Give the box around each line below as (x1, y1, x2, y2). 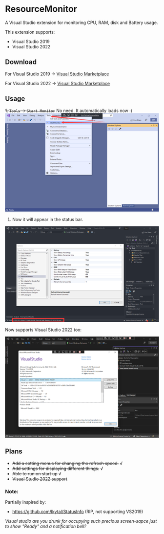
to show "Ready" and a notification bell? (5, 523, 86, 529)
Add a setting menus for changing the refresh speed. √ (12, 460, 123, 466)
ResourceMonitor (5, 3, 77, 15)
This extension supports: (5, 29, 55, 35)
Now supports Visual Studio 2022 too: (5, 327, 82, 333)
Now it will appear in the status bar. (12, 217, 83, 222)
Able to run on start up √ (12, 470, 62, 476)
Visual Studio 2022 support (12, 476, 67, 482)
